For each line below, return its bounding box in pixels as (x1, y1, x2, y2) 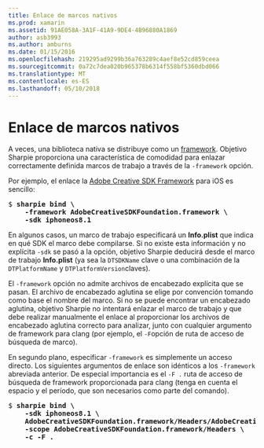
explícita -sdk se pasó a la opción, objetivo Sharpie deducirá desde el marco (8, 247, 255, 256)
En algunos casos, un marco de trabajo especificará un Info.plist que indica (8, 230, 254, 240)
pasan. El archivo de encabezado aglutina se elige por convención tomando (8, 288, 254, 297)
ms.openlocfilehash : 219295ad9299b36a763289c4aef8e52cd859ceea (8, 56, 220, 64)
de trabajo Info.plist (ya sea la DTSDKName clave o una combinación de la (8, 255, 240, 265)
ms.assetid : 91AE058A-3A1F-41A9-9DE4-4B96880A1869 (8, 26, 178, 34)
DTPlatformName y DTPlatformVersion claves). (8, 264, 151, 274)
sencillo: (8, 185, 35, 194)
